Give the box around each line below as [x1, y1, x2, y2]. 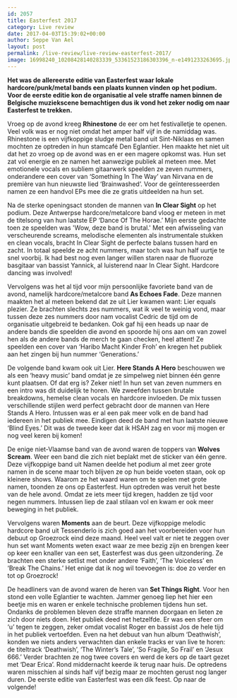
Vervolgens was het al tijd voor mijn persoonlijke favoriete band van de [7, 282, 213, 291]
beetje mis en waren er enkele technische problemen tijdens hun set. [7, 600, 208, 608]
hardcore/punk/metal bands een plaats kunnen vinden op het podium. [7, 83, 217, 92]
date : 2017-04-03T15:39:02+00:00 [7, 30, 106, 37]
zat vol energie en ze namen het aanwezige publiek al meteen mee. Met [7, 157, 217, 165]
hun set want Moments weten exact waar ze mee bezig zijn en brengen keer [7, 541, 229, 549]
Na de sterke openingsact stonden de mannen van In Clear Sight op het [7, 201, 217, 209]
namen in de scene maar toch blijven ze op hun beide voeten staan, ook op [7, 467, 226, 476]
